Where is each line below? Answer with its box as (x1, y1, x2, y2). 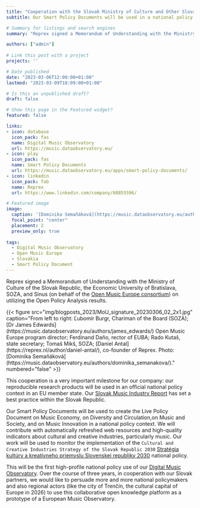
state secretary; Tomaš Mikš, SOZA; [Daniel (6, 340, 113, 347)
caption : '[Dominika (11, 212, 62, 218)
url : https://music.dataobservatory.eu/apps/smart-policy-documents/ (11, 168, 187, 174)
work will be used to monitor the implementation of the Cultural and (6, 439, 174, 446)
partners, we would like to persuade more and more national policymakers (6, 476, 188, 483)
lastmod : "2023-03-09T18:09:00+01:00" (6, 80, 102, 86)
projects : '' (6, 58, 39, 64)
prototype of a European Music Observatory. (6, 495, 116, 502)
